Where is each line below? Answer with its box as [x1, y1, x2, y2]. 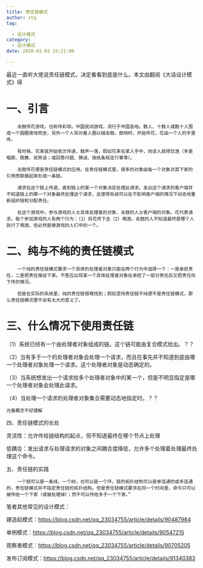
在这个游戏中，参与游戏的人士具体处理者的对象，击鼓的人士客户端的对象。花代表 [17, 209, 189, 216]
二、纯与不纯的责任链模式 [6, 244, 135, 258]
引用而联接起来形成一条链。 [6, 173, 65, 179]
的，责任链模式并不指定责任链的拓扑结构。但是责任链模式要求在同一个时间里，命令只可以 [6, 485, 196, 491]
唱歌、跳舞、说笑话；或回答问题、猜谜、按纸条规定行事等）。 [6, 154, 135, 161]
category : [6, 37, 32, 43]
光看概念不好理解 [6, 408, 43, 414]
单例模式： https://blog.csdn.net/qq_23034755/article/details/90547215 [6, 529, 185, 536]
